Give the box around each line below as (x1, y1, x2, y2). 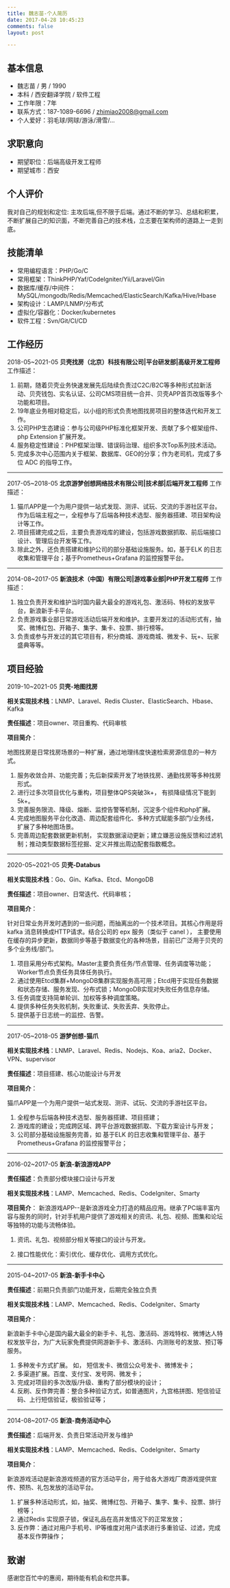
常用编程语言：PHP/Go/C (16, 266, 89, 274)
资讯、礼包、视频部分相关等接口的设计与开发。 (16, 1235, 149, 1244)
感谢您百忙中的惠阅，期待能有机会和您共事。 (7, 1574, 133, 1582)
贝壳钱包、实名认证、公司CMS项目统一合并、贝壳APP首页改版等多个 (29, 390, 223, 398)
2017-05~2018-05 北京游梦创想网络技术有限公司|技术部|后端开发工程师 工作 (7, 479, 222, 488)
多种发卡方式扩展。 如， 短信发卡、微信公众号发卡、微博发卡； (16, 1361, 195, 1369)
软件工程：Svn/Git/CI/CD (16, 316, 88, 324)
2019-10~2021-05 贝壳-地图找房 (7, 683, 98, 691)
